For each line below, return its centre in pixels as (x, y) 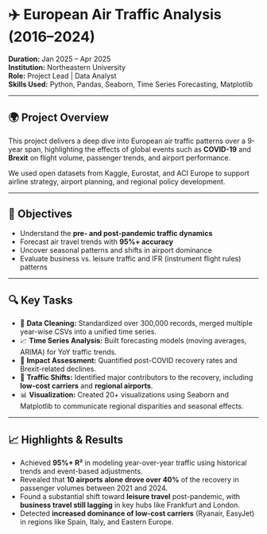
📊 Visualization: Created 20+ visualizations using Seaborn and (124, 395)
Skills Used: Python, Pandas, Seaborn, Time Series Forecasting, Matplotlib (131, 84)
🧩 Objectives (41, 214)
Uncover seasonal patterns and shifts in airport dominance (116, 250)
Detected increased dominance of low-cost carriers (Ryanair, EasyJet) (137, 513)
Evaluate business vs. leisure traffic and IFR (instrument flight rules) (130, 258)
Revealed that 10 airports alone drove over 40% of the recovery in (130, 480)
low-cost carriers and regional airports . (86, 386)
